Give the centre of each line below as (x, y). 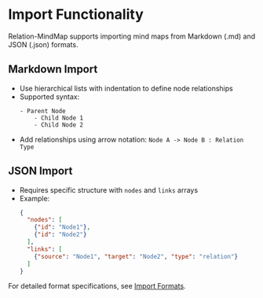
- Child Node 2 (59, 125)
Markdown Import (53, 70)
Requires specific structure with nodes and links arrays (109, 189)
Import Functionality (76, 15)
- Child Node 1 (59, 118)
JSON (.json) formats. (43, 44)
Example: (35, 198)
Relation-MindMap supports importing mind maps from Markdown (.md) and (132, 36)
